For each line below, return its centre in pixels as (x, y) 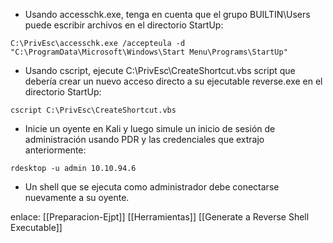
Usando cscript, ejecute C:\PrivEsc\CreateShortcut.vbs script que (160, 70)
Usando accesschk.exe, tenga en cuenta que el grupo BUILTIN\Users (167, 14)
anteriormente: (55, 150)
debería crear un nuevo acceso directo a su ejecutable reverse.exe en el (173, 81)
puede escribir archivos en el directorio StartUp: (124, 25)
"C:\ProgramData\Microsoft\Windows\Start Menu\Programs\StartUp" (149, 52)
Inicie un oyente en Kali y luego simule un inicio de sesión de (150, 128)
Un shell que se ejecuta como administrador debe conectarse (152, 187)
